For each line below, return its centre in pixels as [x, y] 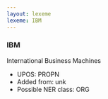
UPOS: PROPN [38, 74]
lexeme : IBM [24, 21]
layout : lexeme [29, 14]
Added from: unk [41, 81]
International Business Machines [54, 60]
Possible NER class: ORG [53, 89]
